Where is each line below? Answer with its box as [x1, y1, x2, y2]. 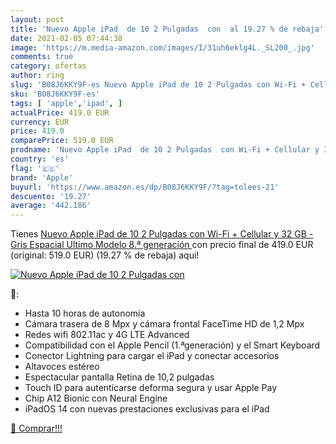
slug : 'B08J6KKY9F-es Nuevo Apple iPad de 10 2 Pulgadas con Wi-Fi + [10, 80, 307, 90]
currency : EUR [10, 117, 70, 127]
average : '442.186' [10, 201, 92, 211]
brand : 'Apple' [10, 172, 74, 183]
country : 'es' [10, 154, 70, 164]
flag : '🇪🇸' [10, 163, 60, 173]
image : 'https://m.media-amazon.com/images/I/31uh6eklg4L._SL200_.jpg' [10, 42, 315, 53]
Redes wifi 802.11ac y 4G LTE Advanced [24, 329, 190, 341]
